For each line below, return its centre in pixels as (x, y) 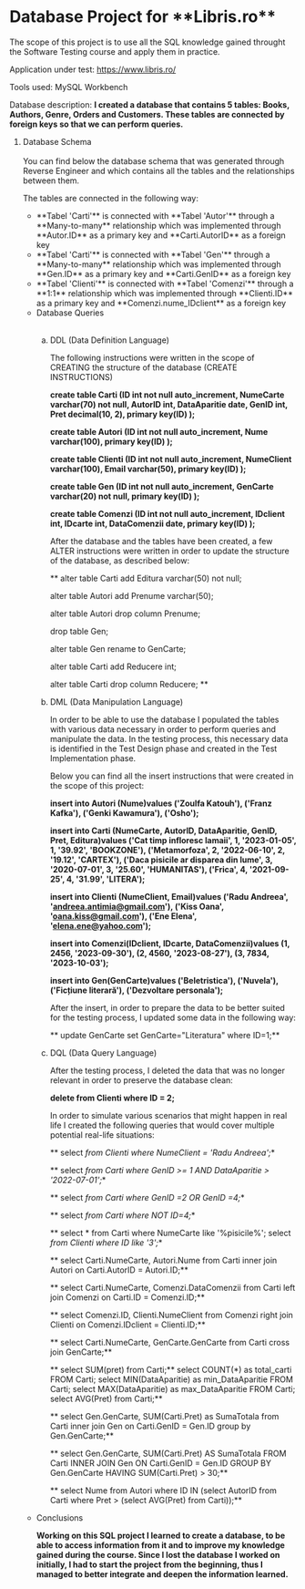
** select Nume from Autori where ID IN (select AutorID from (163, 1490)
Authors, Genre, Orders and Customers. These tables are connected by (147, 114)
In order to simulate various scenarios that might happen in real (168, 1115)
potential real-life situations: (102, 1135)
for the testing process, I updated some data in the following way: (173, 1017)
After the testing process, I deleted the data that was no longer (167, 1070)
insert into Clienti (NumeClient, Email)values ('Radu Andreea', (169, 896)
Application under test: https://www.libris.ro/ (93, 69)
